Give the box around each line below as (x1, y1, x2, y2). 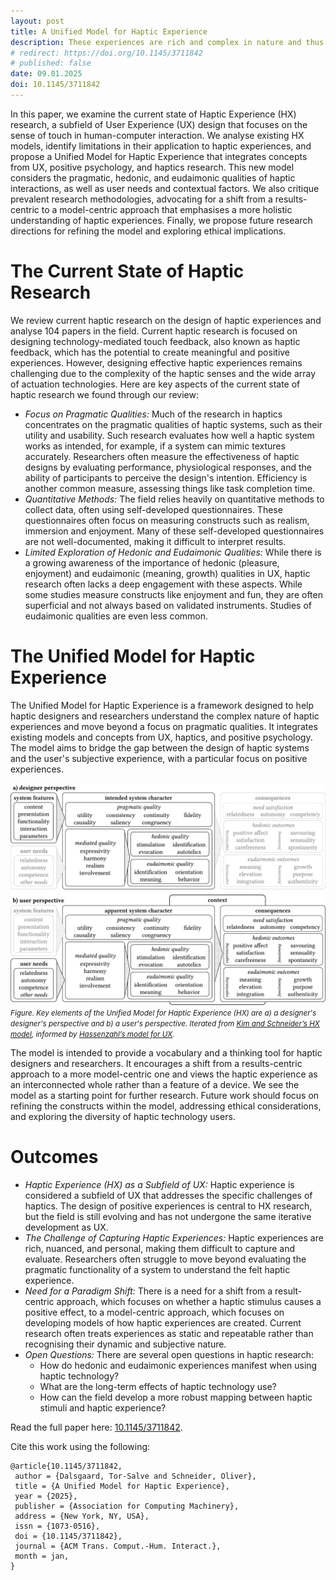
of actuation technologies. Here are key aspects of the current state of (10, 378, 301, 390)
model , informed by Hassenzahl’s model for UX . (10, 1030, 175, 1040)
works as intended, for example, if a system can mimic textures (24, 440, 286, 452)
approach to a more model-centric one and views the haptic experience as (10, 1068, 318, 1080)
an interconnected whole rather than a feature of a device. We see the (10, 1079, 300, 1091)
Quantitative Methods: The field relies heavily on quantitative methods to (24, 493, 325, 505)
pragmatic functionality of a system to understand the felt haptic (24, 1264, 291, 1276)
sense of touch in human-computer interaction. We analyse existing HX (10, 129, 305, 141)
